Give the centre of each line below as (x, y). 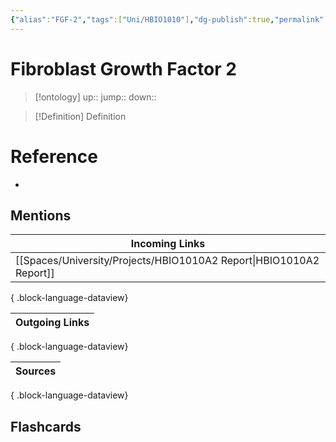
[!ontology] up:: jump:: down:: (95, 97)
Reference (54, 156)
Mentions (41, 215)
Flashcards (46, 426)
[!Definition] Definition (80, 116)
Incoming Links (168, 244)
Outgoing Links (52, 323)
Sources (36, 371)
